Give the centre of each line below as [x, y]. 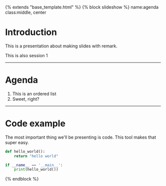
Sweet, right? [26, 99]
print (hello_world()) [36, 170]
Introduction [31, 32]
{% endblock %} [22, 179]
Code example [35, 124]
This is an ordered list [34, 94]
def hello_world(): [25, 151]
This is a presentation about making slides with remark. [61, 46]
